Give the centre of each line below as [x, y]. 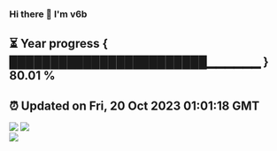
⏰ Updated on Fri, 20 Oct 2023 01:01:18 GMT [135, 106]
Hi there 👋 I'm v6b [48, 14]
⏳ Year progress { [59, 44]
